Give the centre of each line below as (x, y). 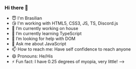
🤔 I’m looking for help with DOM (44, 39)
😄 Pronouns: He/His (32, 56)
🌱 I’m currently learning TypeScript (47, 34)
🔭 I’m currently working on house (45, 28)
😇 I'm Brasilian (27, 18)
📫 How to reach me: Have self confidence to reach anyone (71, 49)
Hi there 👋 (17, 8)
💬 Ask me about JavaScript (39, 44)
